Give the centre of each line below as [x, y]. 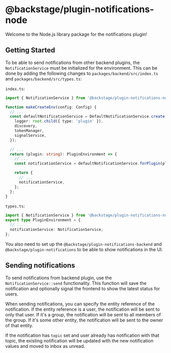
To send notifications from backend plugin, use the [59, 278]
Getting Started [30, 50]
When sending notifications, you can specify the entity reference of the [80, 304]
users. [12, 294]
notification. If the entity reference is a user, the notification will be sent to [83, 309]
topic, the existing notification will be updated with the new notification [79, 341]
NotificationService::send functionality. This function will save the [76, 283]
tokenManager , [29, 131]
